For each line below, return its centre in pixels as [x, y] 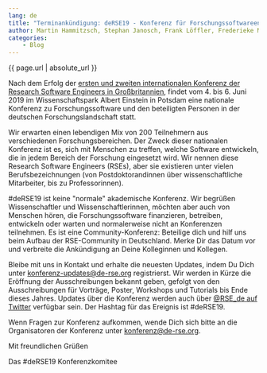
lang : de [23, 16]
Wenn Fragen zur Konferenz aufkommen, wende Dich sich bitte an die [123, 322]
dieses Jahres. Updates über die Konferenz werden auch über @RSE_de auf [133, 298]
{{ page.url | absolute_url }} [53, 68]
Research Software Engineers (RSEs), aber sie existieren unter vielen [121, 166]
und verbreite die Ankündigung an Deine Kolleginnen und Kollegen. [118, 249]
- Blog [33, 45]
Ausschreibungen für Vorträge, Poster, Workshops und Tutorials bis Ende [128, 290]
